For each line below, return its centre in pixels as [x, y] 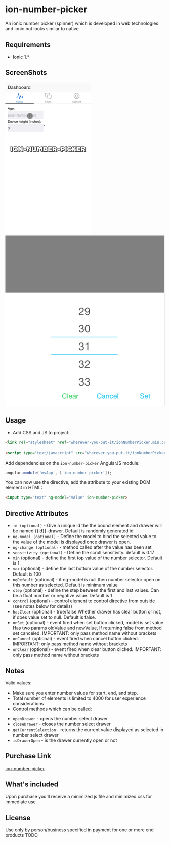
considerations [28, 703]
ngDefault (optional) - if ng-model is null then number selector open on [87, 580]
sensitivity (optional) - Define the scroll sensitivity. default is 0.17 [83, 553]
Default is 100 [27, 574]
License [18, 818]
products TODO [22, 835]
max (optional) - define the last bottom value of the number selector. [83, 569]
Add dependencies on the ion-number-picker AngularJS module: [73, 463]
